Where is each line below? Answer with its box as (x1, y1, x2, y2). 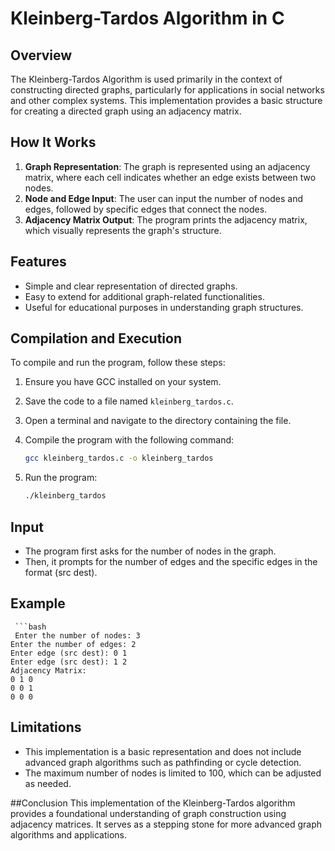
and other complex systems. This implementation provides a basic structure (10, 95, 323, 106)
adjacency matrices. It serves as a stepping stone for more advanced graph (10, 818, 323, 830)
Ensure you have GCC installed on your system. (24, 376, 222, 388)
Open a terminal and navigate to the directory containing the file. (24, 415, 292, 427)
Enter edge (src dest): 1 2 (10, 657, 128, 667)
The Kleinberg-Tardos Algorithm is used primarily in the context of (10, 73, 283, 85)
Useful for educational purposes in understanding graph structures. (24, 301, 304, 313)
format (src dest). (24, 567, 98, 578)
